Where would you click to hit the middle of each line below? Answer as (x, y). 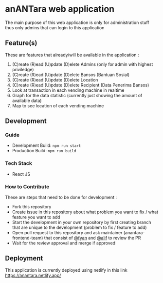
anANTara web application (60, 9)
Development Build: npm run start (46, 145)
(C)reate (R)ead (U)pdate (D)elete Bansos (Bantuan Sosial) (71, 75)
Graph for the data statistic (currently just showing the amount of (77, 95)
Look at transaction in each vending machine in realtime (68, 90)
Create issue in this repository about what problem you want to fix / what (85, 212)
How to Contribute (27, 186)
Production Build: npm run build (44, 151)
